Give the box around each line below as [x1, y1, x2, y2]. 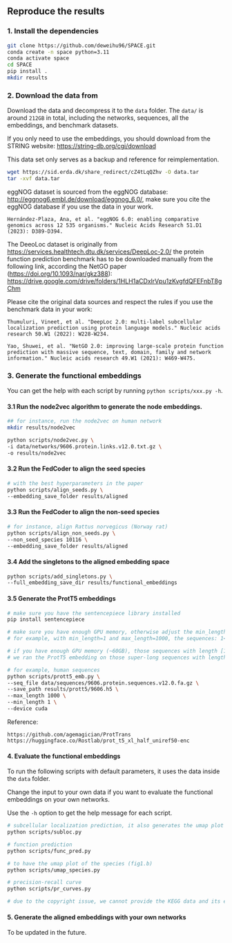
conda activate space [7, 55, 70, 62]
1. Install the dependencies [7, 26, 99, 36]
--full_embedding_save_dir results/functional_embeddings [7, 579, 177, 586]
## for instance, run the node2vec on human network [7, 418, 162, 425]
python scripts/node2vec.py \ [7, 437, 95, 444]
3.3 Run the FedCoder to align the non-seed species [7, 508, 160, 516]
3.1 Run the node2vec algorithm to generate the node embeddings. [7, 402, 202, 411]
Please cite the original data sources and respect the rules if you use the [7, 297, 213, 306]
